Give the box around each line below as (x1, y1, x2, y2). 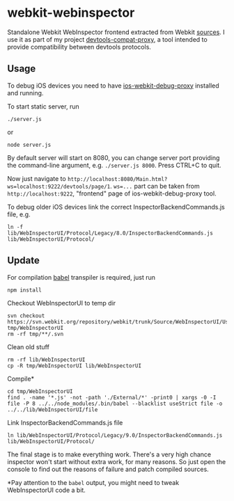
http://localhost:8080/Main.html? (67, 175, 168, 182)
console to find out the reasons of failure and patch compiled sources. (7, 465, 209, 473)
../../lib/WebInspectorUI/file (7, 406, 98, 413)
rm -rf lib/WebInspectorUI (7, 356, 86, 363)
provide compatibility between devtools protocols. (7, 42, 152, 51)
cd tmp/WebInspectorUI (7, 388, 73, 395)
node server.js (7, 141, 52, 148)
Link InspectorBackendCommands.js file (7, 418, 123, 427)
